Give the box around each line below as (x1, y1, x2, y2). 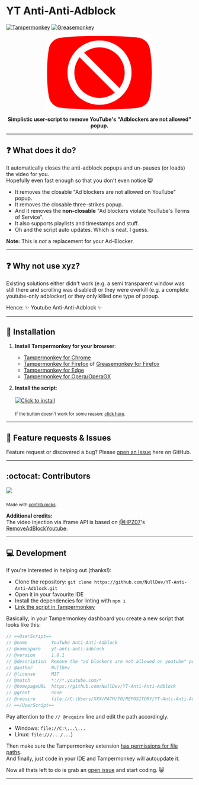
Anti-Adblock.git (14, 586, 58, 592)
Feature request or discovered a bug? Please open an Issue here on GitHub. (6, 448, 191, 455)
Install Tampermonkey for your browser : (14, 343, 117, 350)
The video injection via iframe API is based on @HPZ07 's (6, 518, 145, 525)
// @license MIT (6, 671, 60, 677)
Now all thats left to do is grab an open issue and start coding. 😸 (6, 766, 165, 773)
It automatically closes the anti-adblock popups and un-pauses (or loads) (6, 164, 185, 171)
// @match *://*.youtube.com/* (6, 677, 102, 683)
